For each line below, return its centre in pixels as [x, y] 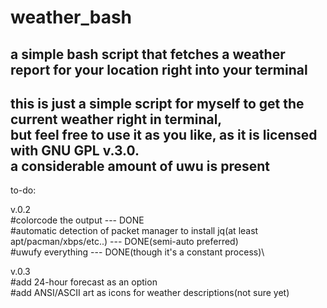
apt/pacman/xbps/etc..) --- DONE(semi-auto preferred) [124, 242]
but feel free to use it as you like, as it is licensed [164, 134]
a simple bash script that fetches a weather [148, 54]
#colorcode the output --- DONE [77, 220]
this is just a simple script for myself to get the [157, 103]
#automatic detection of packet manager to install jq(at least [134, 231]
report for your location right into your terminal [159, 69]
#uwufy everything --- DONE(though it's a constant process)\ [137, 252]
